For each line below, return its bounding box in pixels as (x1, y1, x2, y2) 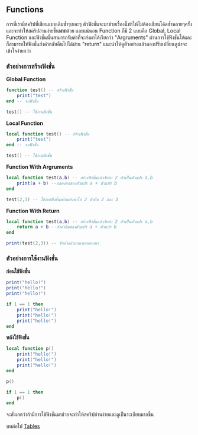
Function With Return (6, 207, 60, 214)
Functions (6, 5, 44, 15)
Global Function (6, 76, 46, 83)
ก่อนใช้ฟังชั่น (6, 268, 31, 275)
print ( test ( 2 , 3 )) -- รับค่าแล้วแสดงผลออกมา (6, 240, 99, 246)
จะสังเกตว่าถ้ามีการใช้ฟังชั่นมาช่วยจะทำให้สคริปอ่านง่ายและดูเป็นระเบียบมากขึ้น (6, 411, 154, 418)
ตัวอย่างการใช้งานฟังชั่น (6, 254, 58, 263)
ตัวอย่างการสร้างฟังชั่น (6, 62, 55, 70)
